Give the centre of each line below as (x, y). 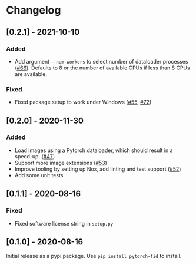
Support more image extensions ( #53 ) (61, 163)
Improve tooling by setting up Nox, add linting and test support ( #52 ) (98, 169)
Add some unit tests (39, 175)
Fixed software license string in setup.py (64, 223)
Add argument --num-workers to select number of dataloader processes (101, 61)
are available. (31, 74)
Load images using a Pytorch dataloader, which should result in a (94, 150)
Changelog (34, 10)
